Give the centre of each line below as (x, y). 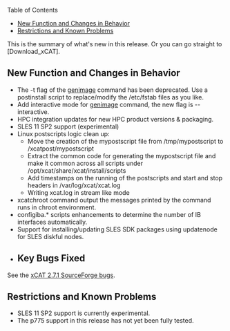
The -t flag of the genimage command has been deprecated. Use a (113, 90)
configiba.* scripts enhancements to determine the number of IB (109, 214)
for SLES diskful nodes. (50, 236)
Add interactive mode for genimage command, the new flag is (105, 104)
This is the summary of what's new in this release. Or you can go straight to (115, 44)
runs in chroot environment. (57, 207)
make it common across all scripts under (85, 163)
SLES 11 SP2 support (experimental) (68, 126)
